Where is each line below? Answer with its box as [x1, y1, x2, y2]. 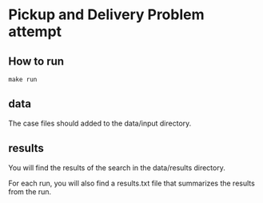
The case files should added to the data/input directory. [8, 118, 192, 128]
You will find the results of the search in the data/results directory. [8, 162, 225, 173]
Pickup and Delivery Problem [8, 6, 205, 24]
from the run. [8, 186, 52, 197]
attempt [8, 22, 62, 41]
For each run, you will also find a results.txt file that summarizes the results [8, 178, 256, 188]
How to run [8, 54, 65, 68]
